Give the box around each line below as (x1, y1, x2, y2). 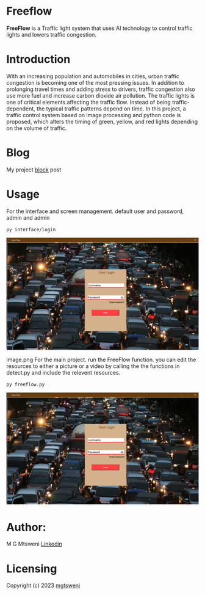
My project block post (6, 166, 62, 173)
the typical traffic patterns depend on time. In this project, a (36, 105, 186, 112)
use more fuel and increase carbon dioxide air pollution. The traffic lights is (6, 92, 195, 99)
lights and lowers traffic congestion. (6, 31, 96, 38)
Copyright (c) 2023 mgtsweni (6, 582, 81, 590)
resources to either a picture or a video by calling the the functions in (6, 362, 180, 370)
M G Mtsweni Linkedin (6, 540, 62, 547)
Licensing (6, 561, 57, 575)
